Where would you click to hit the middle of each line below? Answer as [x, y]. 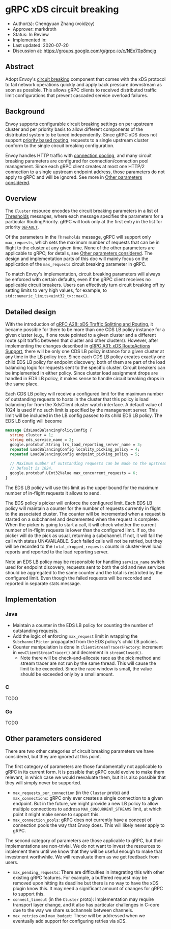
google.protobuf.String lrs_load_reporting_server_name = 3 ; [76, 445]
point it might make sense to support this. [56, 814]
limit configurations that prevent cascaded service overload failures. [77, 95]
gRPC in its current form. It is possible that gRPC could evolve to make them [85, 772]
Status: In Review [31, 34]
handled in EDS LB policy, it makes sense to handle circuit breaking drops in [85, 379]
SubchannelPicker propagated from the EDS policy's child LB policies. [85, 641]
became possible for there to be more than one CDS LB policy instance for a [85, 330]
